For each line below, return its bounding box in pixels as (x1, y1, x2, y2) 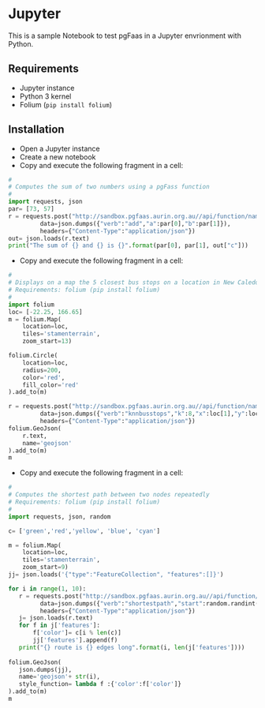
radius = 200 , (22, 366, 62, 374)
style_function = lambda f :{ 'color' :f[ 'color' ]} (18, 680, 181, 688)
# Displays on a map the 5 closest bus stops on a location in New (8, 279, 235, 287)
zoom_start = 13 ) (22, 337, 73, 346)
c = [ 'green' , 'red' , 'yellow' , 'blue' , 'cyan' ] (8, 526, 160, 535)
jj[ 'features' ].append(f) (32, 636, 118, 644)
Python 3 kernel (19, 92, 72, 101)
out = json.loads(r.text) (8, 234, 90, 242)
